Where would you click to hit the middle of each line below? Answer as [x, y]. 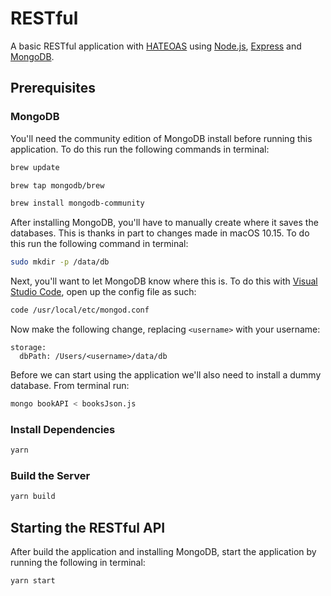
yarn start [33, 581]
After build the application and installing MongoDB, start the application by [163, 552]
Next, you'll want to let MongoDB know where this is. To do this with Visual [164, 281]
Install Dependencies [63, 429]
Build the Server [50, 475]
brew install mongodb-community [77, 203]
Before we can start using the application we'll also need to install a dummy [166, 375]
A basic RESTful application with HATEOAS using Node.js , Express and [156, 46]
